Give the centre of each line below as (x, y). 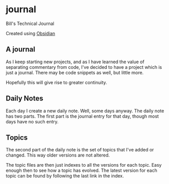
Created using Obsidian (31, 33)
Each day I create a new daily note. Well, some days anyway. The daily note (85, 111)
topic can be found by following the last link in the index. (65, 176)
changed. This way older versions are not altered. (58, 155)
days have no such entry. (32, 121)
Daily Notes (25, 99)
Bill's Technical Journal (30, 23)
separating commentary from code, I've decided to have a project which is (84, 67)
